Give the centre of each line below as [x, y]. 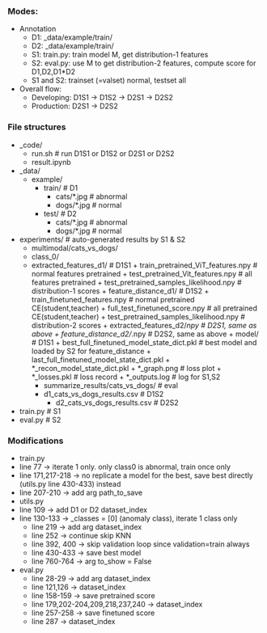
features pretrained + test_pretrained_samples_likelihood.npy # [136, 282]
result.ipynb [51, 162]
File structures [37, 127]
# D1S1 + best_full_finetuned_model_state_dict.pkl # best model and [144, 342]
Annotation [38, 29]
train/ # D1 [61, 188]
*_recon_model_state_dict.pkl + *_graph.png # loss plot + [126, 368]
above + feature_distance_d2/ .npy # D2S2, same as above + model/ [145, 334]
